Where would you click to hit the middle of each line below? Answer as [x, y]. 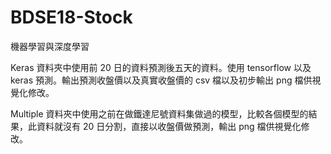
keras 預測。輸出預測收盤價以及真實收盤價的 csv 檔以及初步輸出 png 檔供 [161, 80]
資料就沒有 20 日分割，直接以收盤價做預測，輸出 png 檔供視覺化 [169, 126]
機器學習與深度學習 [50, 46]
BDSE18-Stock [71, 17]
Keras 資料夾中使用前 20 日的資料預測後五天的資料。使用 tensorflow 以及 [161, 67]
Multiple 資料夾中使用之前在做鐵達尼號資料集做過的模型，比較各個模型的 [159, 113]
